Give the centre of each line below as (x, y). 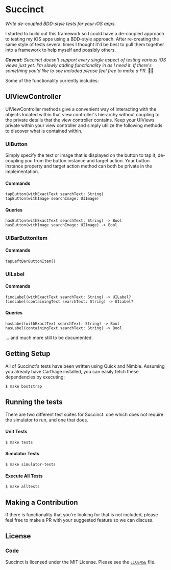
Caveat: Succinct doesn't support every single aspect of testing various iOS (86, 59)
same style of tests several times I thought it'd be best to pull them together (85, 44)
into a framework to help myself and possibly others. (61, 50)
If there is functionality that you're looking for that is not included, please (82, 514)
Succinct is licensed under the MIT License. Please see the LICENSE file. (80, 562)
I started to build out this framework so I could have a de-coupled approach (85, 33)
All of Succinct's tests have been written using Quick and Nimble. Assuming (85, 366)
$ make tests (19, 442)
